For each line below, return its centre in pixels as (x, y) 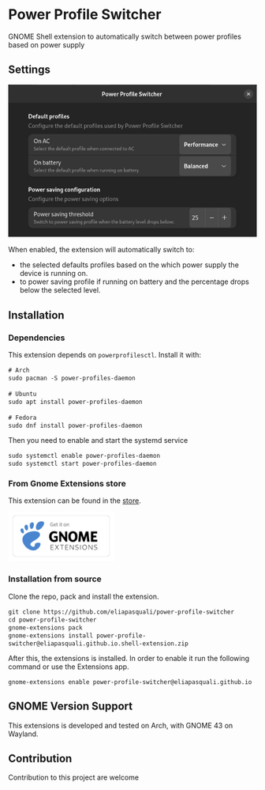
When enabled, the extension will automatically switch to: (101, 250)
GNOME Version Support (70, 707)
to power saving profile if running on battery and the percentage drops (134, 282)
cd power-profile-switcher (52, 620)
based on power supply (47, 44)
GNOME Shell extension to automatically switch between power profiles (125, 36)
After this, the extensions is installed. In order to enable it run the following (129, 658)
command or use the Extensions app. (69, 667)
